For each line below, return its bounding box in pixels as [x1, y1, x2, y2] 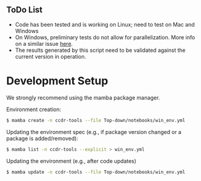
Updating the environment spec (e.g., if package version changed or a [6, 128, 182, 135]
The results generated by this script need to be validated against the [15, 46, 186, 54]
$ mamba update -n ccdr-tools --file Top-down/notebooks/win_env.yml [6, 169, 186, 175]
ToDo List [6, 5, 43, 15]
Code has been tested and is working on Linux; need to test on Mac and [15, 21, 195, 28]
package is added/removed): [6, 135, 79, 142]
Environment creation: [6, 106, 62, 113]
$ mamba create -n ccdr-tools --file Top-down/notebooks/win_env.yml [6, 117, 186, 123]
